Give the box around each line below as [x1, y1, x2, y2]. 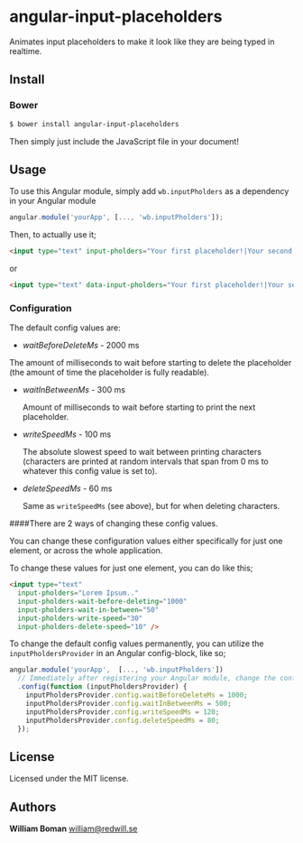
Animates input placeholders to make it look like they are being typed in [9, 36, 275, 47]
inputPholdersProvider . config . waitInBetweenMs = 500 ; [25, 699, 232, 708]
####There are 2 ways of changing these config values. [9, 518, 218, 529]
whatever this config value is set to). [22, 466, 158, 477]
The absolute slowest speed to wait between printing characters [22, 447, 262, 458]
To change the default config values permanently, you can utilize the [9, 638, 264, 649]
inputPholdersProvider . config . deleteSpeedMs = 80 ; [25, 716, 220, 725]
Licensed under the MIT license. [9, 774, 129, 784]
